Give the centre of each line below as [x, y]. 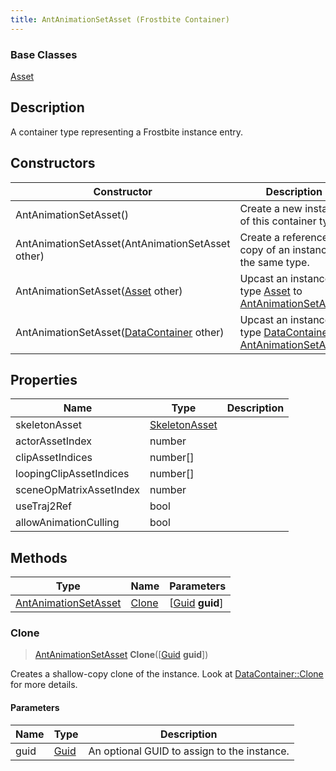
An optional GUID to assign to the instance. [189, 751]
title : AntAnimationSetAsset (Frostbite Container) [120, 19]
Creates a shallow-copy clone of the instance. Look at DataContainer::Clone [167, 674]
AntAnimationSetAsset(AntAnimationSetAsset [123, 243]
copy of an [265, 249]
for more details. [44, 685]
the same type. [274, 262]
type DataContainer [285, 332]
